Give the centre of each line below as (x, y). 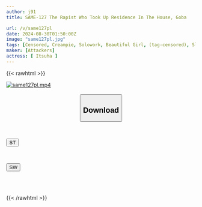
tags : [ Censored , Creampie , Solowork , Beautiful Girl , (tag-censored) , (98, 45)
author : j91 (21, 12)
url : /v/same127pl (29, 28)
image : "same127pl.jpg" (36, 40)
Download (101, 110)
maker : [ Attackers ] (31, 51)
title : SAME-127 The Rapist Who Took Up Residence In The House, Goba (96, 17)
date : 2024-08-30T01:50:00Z (41, 34)
